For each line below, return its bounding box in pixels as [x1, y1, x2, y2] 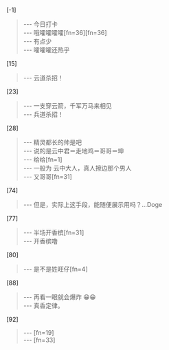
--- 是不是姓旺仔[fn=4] [23, 265, 89, 273]
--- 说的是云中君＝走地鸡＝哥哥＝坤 [23, 147, 124, 155]
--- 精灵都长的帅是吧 [23, 138, 82, 146]
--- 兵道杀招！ [23, 110, 65, 118]
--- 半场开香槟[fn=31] [23, 228, 84, 237]
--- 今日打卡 [23, 20, 58, 28]
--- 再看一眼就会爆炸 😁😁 [23, 293, 97, 301]
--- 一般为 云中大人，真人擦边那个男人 [23, 164, 132, 172]
